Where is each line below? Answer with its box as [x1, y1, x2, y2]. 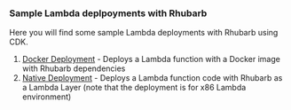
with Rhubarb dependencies [21, 63, 126, 74]
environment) [21, 91, 72, 102]
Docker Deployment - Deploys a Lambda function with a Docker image [21, 54, 281, 65]
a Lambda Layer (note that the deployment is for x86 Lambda [21, 82, 247, 93]
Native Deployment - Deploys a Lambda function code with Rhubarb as [21, 73, 283, 83]
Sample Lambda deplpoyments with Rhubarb [9, 7, 208, 20]
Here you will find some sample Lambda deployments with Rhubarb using [9, 27, 279, 38]
